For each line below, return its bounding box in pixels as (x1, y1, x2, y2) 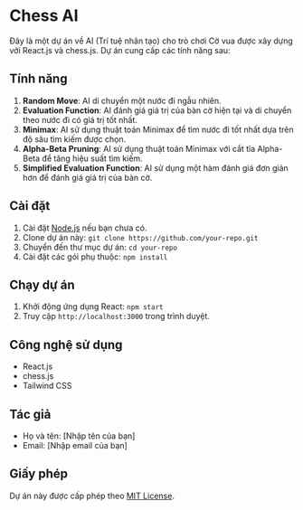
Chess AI (9, 5, 79, 26)
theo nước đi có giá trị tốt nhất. (22, 114, 138, 125)
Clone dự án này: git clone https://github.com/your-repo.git (22, 231, 259, 242)
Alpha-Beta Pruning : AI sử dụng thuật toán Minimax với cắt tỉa (22, 143, 256, 154)
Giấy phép (9, 467, 68, 482)
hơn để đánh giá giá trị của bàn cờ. (22, 172, 153, 183)
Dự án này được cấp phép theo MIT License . (9, 490, 175, 501)
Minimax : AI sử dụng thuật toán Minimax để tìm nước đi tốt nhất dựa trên (22, 124, 294, 135)
